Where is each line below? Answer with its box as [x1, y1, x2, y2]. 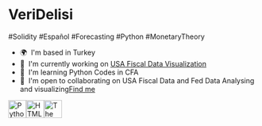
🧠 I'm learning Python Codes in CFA [19, 67, 139, 77]
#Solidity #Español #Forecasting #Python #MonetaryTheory [8, 32, 205, 41]
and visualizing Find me [19, 84, 95, 94]
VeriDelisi [8, 6, 74, 24]
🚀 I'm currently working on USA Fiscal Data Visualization [19, 59, 207, 68]
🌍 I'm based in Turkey [19, 48, 96, 57]
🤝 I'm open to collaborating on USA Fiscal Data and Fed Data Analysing [19, 75, 255, 85]
